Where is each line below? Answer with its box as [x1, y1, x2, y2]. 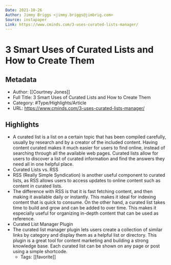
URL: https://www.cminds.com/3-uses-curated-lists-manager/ [12, 105, 145, 111]
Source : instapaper [5, 17, 47, 22]
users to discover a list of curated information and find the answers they [12, 156, 165, 162]
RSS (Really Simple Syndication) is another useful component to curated [12, 172, 165, 178]
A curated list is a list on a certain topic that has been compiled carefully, [12, 134, 166, 140]
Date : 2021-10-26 [5, 7, 42, 13]
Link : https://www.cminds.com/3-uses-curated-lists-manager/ [5, 22, 139, 27]
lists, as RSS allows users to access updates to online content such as [12, 178, 161, 184]
